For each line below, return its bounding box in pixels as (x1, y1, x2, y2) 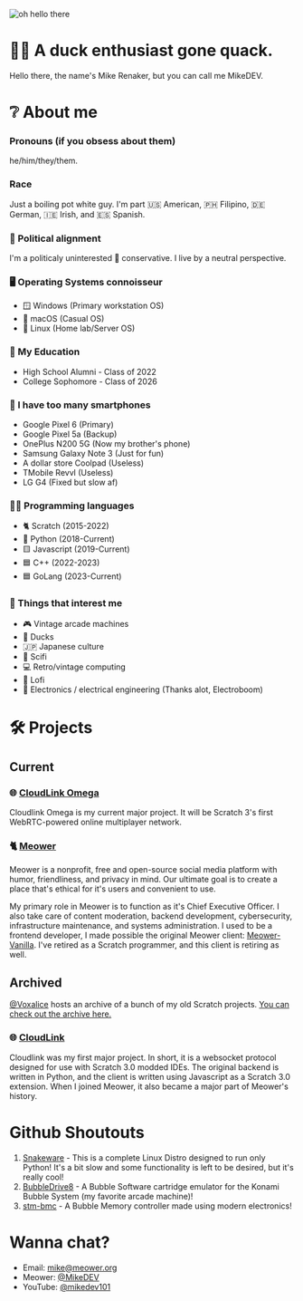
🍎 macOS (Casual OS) (22, 313, 105, 324)
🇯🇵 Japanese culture (22, 641, 104, 651)
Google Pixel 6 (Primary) (22, 419, 115, 429)
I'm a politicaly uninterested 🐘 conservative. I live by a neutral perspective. (9, 253, 287, 264)
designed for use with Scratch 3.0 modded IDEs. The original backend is (9, 1061, 279, 1073)
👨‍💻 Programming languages (9, 499, 135, 512)
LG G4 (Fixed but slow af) (22, 477, 118, 487)
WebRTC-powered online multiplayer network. (9, 816, 183, 828)
